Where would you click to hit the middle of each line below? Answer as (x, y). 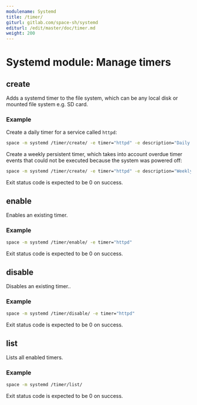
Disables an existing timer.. (39, 286)
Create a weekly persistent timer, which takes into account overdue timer (94, 154)
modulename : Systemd (31, 11)
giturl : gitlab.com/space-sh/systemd (52, 22)
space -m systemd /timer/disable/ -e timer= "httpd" (70, 314)
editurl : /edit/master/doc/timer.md (51, 28)
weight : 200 (21, 33)
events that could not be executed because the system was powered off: (94, 161)
